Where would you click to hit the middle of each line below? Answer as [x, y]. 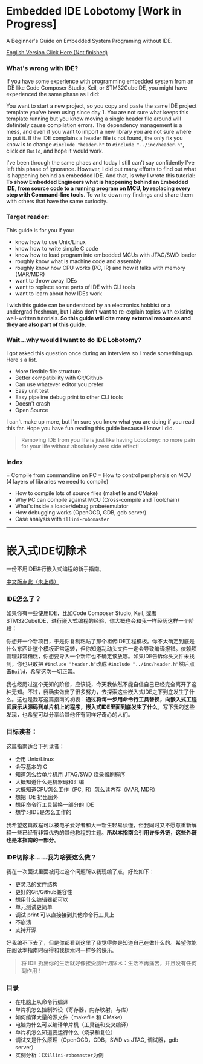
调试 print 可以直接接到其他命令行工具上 [65, 915]
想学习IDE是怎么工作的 [43, 812]
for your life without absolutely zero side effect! [80, 446]
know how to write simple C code [56, 248]
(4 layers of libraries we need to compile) [57, 482]
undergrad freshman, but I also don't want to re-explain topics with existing [100, 311]
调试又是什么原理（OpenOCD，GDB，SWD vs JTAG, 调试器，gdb [97, 1040]
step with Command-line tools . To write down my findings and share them [100, 195]
